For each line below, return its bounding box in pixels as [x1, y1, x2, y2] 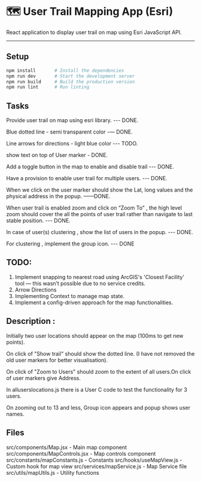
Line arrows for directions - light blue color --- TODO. [6, 140, 138, 147]
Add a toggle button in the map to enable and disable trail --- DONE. [6, 163, 175, 171]
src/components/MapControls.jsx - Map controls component [6, 450, 156, 457]
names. [6, 410, 25, 417]
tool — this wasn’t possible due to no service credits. [14, 280, 145, 287]
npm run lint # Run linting [6, 84, 90, 90]
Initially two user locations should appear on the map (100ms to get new [6, 332, 184, 339]
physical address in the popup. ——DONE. [6, 193, 111, 200]
